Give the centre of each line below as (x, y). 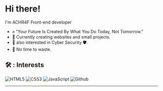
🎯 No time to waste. (32, 49)
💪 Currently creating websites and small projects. (61, 37)
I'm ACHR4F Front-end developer (38, 22)
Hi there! (23, 9)
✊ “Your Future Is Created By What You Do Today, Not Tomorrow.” (78, 31)
